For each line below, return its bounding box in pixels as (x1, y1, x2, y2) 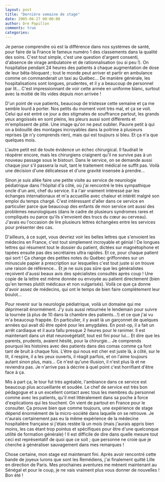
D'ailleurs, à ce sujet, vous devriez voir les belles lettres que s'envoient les (5, 234, 156, 240)
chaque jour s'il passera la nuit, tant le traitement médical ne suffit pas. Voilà (5, 162, 160, 168)
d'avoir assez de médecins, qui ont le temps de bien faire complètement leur (5, 287, 160, 292)
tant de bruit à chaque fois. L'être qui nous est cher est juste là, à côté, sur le (5, 348, 160, 354)
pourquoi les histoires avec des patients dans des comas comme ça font (5, 343, 152, 349)
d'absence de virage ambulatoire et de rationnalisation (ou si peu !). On (5, 60, 149, 65)
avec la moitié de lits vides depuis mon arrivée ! (5, 91, 102, 97)
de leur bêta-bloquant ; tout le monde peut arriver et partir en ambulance (5, 70, 153, 75)
